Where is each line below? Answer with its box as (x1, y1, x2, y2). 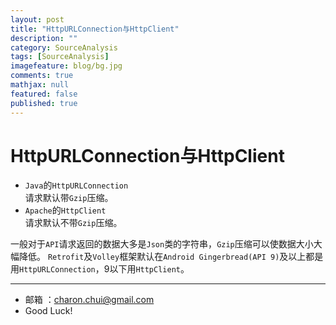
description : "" (10, 33, 78, 43)
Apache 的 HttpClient (24, 204, 107, 216)
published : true (10, 98, 78, 108)
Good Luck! (24, 305, 73, 317)
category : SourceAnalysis (10, 42, 118, 53)
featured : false (10, 89, 78, 99)
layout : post (10, 14, 65, 25)
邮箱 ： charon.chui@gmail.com (24, 294, 155, 306)
